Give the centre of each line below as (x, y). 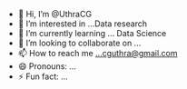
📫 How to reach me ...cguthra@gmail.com (98, 53)
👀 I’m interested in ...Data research (83, 24)
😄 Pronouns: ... (47, 66)
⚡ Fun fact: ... (43, 76)
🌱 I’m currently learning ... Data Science (92, 33)
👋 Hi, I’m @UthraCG (55, 14)
